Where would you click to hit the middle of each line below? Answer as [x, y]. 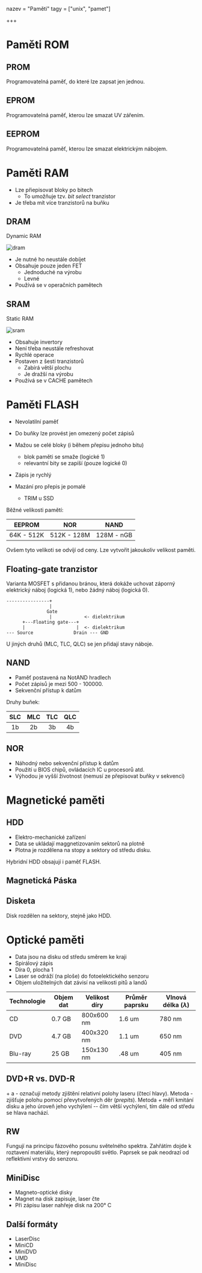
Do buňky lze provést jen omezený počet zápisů [75, 434]
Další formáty [32, 1224]
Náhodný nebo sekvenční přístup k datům [67, 763]
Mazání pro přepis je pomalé [50, 487]
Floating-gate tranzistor [52, 569]
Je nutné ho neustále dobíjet [50, 260]
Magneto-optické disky [44, 1193]
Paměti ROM [38, 45]
